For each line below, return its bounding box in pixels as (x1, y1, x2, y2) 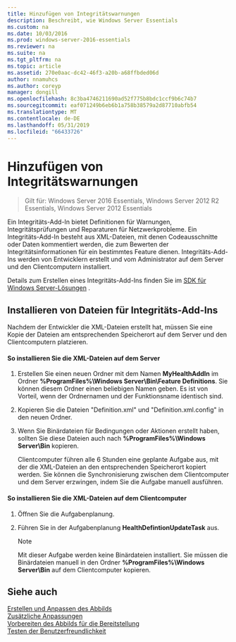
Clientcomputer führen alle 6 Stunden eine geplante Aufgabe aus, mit (17, 455, 219, 464)
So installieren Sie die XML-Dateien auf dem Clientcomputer (7, 493, 187, 502)
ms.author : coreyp (7, 82, 61, 89)
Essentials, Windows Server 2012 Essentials (24, 204, 153, 213)
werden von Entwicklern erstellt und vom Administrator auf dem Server (17, 255, 224, 264)
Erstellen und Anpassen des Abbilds (7, 605, 113, 613)
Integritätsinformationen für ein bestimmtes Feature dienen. (7, 248, 180, 256)
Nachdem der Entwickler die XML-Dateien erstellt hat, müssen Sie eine (7, 323, 213, 332)
